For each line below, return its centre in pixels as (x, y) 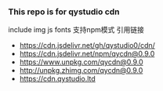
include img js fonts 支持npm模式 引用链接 (76, 30)
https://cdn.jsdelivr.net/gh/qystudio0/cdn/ (87, 45)
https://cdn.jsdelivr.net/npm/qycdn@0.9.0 (87, 54)
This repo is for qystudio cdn (64, 12)
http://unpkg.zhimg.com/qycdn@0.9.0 (81, 71)
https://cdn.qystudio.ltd (57, 79)
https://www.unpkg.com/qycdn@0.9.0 (81, 62)
